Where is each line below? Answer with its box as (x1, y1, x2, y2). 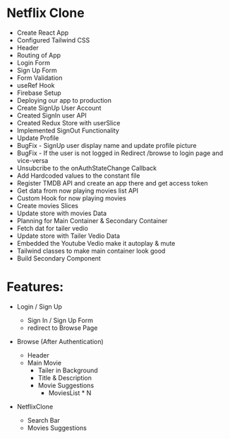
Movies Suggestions (27, 423, 87, 432)
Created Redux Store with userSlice (16, 118, 121, 127)
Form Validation (16, 73, 63, 82)
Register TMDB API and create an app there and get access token (16, 178, 208, 187)
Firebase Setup (16, 89, 61, 97)
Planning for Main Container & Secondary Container (16, 216, 168, 224)
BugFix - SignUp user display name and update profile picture (16, 141, 197, 149)
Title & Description (37, 373, 92, 382)
